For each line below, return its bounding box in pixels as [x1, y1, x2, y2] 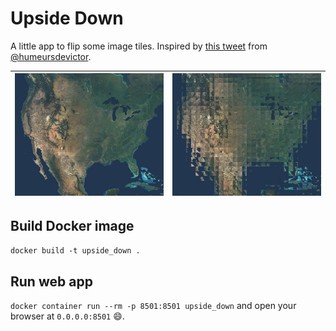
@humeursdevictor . [10, 50, 92, 62]
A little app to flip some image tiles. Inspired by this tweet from [10, 40, 268, 52]
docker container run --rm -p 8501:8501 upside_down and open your [10, 300, 297, 312]
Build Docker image [10, 217, 135, 234]
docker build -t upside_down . [10, 246, 141, 256]
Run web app [10, 273, 93, 290]
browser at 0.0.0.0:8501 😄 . [10, 310, 125, 322]
